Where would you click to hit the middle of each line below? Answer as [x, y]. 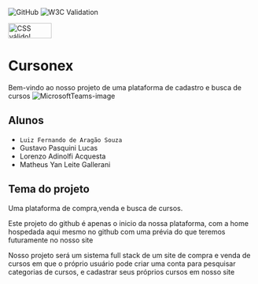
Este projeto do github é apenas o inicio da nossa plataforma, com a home [129, 223]
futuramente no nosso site [51, 240]
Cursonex [41, 66]
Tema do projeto [49, 189]
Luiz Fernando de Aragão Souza [71, 140]
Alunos [26, 120]
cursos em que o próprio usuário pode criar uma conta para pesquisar [122, 264]
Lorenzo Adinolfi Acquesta [63, 156]
